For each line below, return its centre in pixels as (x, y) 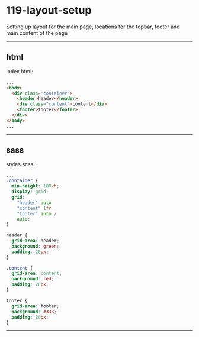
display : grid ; (30, 192)
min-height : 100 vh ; (36, 186)
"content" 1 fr (34, 208)
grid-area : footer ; (36, 306)
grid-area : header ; (36, 241)
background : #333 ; (34, 312)
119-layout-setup (49, 10)
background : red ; (33, 279)
